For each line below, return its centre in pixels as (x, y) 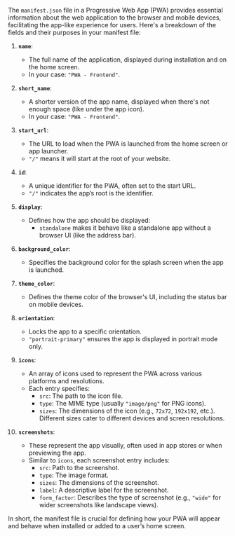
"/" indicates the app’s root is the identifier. (91, 193)
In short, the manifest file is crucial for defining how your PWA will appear (114, 518)
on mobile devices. (56, 304)
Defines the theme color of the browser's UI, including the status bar (128, 297)
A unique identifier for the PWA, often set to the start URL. (112, 186)
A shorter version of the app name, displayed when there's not (119, 102)
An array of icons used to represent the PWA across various (115, 373)
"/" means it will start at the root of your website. (100, 158)
